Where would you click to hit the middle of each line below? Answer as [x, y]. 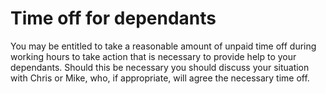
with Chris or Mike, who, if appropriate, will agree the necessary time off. [160, 78]
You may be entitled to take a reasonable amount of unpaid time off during [163, 46]
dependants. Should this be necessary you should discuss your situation [160, 67]
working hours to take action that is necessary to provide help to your [153, 56]
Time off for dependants [113, 18]
